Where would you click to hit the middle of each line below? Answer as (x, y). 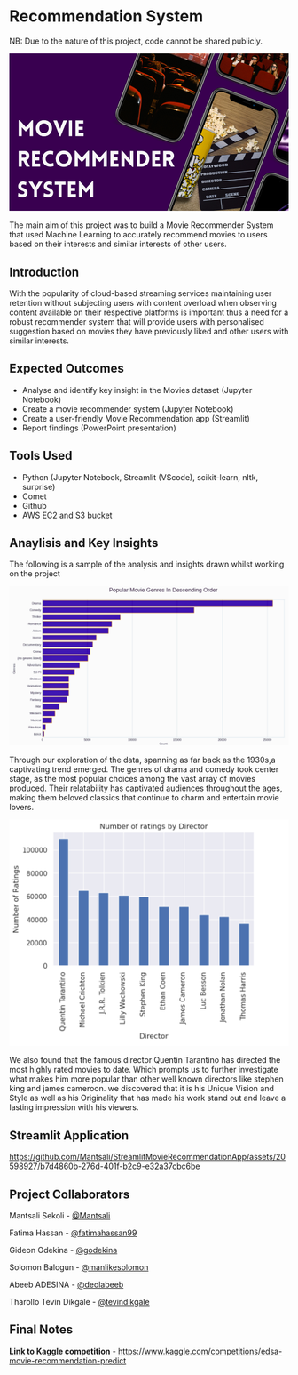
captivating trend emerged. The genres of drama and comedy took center (144, 769)
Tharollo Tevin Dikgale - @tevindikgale (79, 1301)
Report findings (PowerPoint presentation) (99, 428)
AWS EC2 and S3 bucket (67, 515)
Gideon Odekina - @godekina (63, 1250)
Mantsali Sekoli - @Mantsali (60, 1215)
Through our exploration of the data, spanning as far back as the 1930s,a (143, 760)
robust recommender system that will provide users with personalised (137, 322)
